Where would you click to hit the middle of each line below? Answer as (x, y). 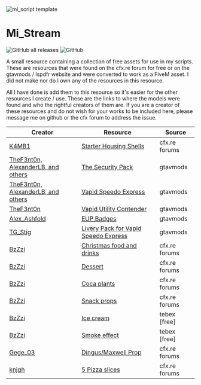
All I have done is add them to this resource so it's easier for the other (92, 92)
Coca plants (98, 283)
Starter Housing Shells (113, 146)
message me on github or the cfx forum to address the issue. (81, 117)
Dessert (92, 266)
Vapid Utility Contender (114, 209)
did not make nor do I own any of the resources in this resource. (85, 80)
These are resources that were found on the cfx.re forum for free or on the (98, 68)
